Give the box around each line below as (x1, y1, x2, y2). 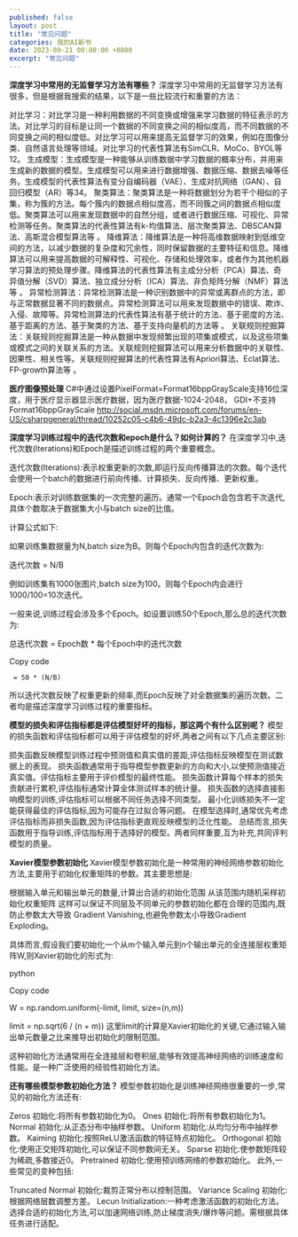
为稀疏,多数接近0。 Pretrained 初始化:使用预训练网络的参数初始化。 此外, (9, 1155, 275, 1165)
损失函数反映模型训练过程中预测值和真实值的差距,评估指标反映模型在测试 (9, 750, 277, 760)
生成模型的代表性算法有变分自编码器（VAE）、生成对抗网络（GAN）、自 (24, 176, 282, 186)
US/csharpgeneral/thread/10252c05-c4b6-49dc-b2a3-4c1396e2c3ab (9, 414, 267, 424)
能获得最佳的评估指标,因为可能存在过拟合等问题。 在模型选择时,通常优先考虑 (9, 805, 288, 816)
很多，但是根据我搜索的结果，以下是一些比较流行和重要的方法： (9, 90, 242, 101)
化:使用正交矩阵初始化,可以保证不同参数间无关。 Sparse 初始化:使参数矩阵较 (9, 1144, 287, 1154)
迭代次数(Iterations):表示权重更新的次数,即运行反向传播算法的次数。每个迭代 (9, 462, 287, 473)
